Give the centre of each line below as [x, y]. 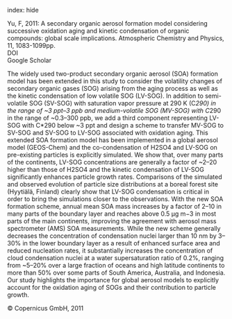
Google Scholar [30, 60]
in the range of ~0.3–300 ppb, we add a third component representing [108, 118]
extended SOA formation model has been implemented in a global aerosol [113, 140]
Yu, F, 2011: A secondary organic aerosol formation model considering [108, 23]
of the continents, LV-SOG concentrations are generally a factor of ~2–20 [112, 162]
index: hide [23, 10]
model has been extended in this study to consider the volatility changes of [115, 81]
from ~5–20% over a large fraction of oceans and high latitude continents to [116, 265]
